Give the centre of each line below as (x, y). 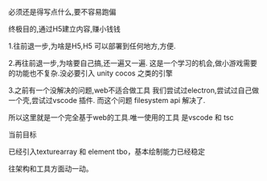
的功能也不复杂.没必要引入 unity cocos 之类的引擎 (90, 73)
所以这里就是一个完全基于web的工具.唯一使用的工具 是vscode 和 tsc (121, 117)
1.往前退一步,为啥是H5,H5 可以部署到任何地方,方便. (92, 46)
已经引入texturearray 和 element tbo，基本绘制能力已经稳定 (107, 152)
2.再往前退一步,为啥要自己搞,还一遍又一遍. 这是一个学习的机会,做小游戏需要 (133, 63)
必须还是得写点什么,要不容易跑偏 (62, 12)
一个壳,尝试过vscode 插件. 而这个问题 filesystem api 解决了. (107, 100)
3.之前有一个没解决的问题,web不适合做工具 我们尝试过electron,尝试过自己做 (134, 90)
